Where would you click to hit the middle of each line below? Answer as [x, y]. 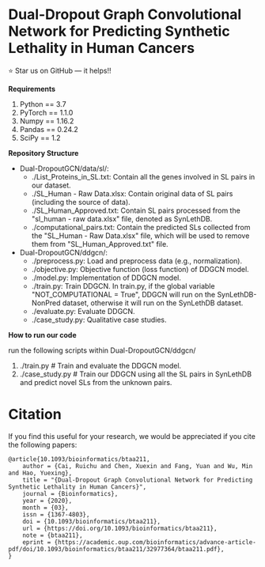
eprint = [37, 542]
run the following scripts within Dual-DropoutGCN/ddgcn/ [102, 350]
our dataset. [51, 185]
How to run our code [42, 335]
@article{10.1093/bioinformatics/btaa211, [79, 459]
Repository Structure [44, 153]
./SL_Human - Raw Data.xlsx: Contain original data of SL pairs [132, 193]
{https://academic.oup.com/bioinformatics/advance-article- [155, 542]
